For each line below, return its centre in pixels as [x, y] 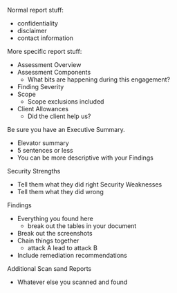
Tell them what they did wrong [60, 192]
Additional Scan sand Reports [49, 268]
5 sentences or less [45, 150]
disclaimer [32, 31]
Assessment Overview [49, 65]
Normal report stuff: [36, 10]
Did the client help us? [59, 116]
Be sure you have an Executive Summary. [66, 130]
